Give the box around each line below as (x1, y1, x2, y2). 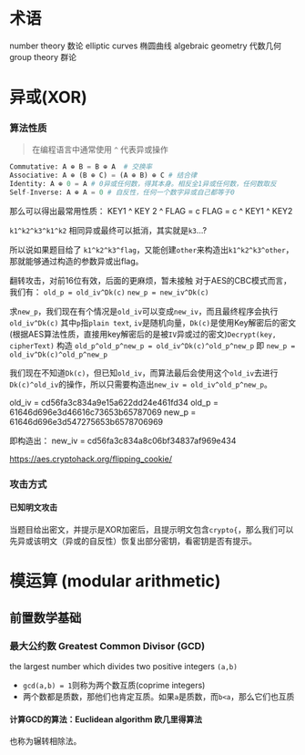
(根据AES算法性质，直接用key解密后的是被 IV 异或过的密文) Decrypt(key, (9, 328, 277, 339)
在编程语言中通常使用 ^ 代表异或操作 (31, 144, 168, 155)
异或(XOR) (9, 88, 88, 108)
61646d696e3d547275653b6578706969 (9, 416, 164, 427)
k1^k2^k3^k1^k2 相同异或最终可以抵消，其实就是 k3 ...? (9, 224, 208, 235)
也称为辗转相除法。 (9, 736, 82, 747)
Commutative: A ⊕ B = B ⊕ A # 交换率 (9, 162, 153, 171)
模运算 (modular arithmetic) (9, 571, 221, 592)
